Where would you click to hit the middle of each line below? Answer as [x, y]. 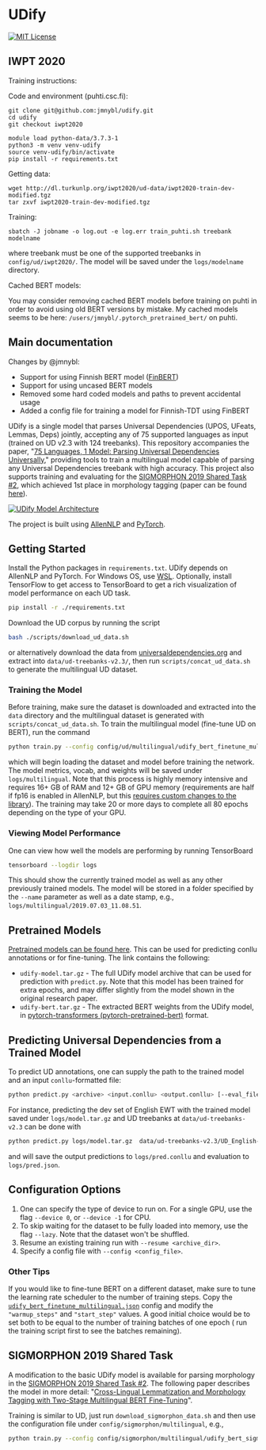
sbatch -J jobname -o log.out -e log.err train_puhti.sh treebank [120, 231]
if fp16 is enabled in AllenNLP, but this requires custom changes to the [122, 796]
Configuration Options [65, 1190]
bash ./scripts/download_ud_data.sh [68, 637]
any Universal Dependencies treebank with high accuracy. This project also [131, 468]
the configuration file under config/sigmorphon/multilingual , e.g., [116, 1424]
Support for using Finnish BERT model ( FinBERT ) [99, 377]
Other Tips [29, 1272]
